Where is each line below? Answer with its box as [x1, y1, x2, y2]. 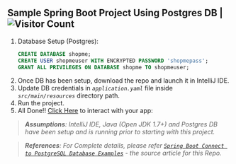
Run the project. [17, 99, 65, 107]
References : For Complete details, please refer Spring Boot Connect [24, 141, 225, 150]
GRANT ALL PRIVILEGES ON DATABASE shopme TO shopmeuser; [17, 64, 190, 71]
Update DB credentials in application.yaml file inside [17, 84, 174, 93]
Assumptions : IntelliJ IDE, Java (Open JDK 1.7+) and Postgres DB [24, 120, 218, 129]
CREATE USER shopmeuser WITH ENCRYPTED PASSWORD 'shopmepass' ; [17, 57, 209, 64]
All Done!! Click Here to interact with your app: [17, 107, 154, 115]
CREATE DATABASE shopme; [17, 50, 91, 57]
